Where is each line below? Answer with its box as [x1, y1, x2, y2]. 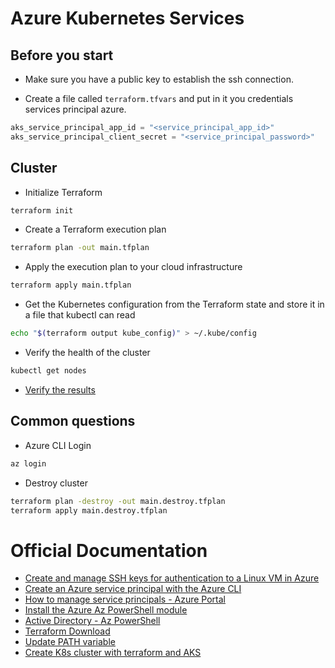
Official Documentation [10, 539, 208, 562]
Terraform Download [24, 625, 111, 637]
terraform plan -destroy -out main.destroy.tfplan [10, 496, 226, 506]
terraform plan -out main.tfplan [10, 243, 150, 253]
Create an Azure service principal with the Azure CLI [24, 583, 242, 595]
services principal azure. [24, 103, 127, 115]
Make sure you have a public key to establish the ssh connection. [24, 73, 294, 85]
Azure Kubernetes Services [10, 7, 245, 30]
